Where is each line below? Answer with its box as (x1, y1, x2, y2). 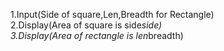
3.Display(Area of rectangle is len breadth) (10, 30, 184, 41)
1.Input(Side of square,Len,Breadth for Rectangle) (10, 9, 215, 20)
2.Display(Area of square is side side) (10, 19, 163, 31)
